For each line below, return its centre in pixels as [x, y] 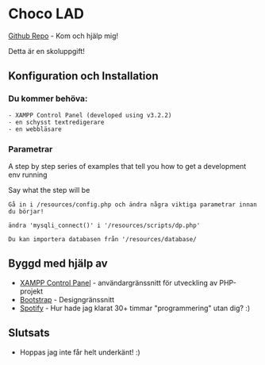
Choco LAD [46, 14]
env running [28, 175]
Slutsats [29, 333]
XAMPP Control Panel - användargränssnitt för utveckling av [119, 282]
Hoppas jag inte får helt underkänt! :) [80, 352]
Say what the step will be [49, 190]
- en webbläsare [35, 129]
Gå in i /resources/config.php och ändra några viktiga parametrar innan [133, 204]
